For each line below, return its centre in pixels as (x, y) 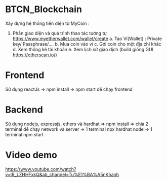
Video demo (31, 155)
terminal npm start (25, 134)
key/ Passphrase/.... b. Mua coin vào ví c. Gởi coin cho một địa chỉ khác (87, 44)
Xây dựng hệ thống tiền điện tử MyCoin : (47, 23)
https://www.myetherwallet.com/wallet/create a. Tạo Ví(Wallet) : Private (87, 39)
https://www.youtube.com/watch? (41, 169)
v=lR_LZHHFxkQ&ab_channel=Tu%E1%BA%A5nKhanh (62, 174)
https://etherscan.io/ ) (35, 55)
